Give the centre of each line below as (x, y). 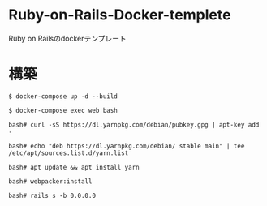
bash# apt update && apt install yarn (74, 167)
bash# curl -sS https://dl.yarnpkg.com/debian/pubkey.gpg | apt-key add (134, 124)
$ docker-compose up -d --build (63, 96)
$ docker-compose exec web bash (63, 110)
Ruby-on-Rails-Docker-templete (120, 15)
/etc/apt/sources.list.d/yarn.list (69, 153)
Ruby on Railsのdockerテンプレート (68, 38)
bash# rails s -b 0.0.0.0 (52, 195)
